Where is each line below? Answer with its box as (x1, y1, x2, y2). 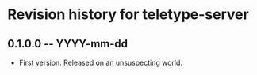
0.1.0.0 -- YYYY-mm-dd (7, 37, 128, 51)
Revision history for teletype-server (7, 6, 249, 24)
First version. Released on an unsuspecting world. (18, 58, 183, 67)
